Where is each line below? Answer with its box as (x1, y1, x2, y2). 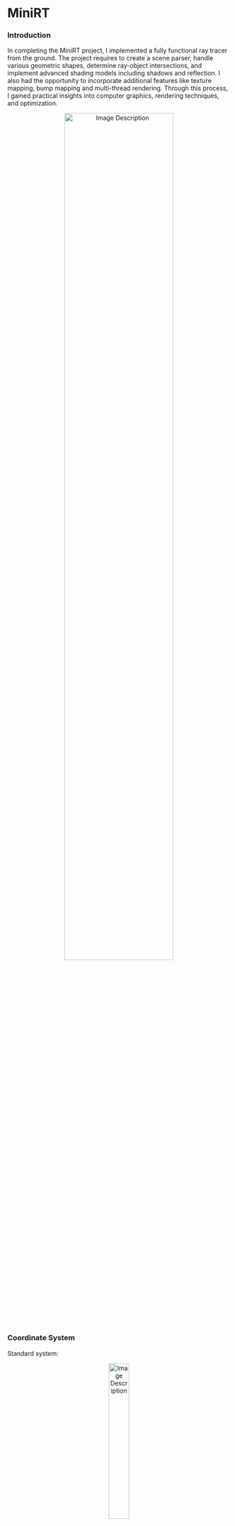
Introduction (7, 30, 51, 40)
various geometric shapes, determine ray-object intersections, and (7, 62, 202, 70)
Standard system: (7, 1349, 59, 1357)
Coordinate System (7, 1333, 76, 1343)
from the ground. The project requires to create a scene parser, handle (7, 54, 214, 62)
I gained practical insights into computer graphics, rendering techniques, (7, 91, 219, 100)
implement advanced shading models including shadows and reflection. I (7, 69, 221, 77)
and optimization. (7, 99, 58, 108)
